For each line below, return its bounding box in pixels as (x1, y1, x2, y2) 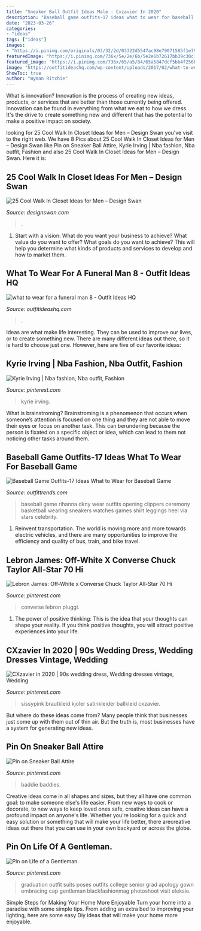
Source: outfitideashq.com (6, 305, 72, 312)
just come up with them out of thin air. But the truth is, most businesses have (6, 718, 195, 725)
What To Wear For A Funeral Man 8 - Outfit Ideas (6, 268, 190, 279)
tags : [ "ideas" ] (6, 37, 47, 43)
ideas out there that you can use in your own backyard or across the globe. (6, 824, 191, 832)
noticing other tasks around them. (6, 435, 90, 442)
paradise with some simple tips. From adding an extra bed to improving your (6, 905, 194, 912)
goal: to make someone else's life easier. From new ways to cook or (6, 799, 173, 806)
